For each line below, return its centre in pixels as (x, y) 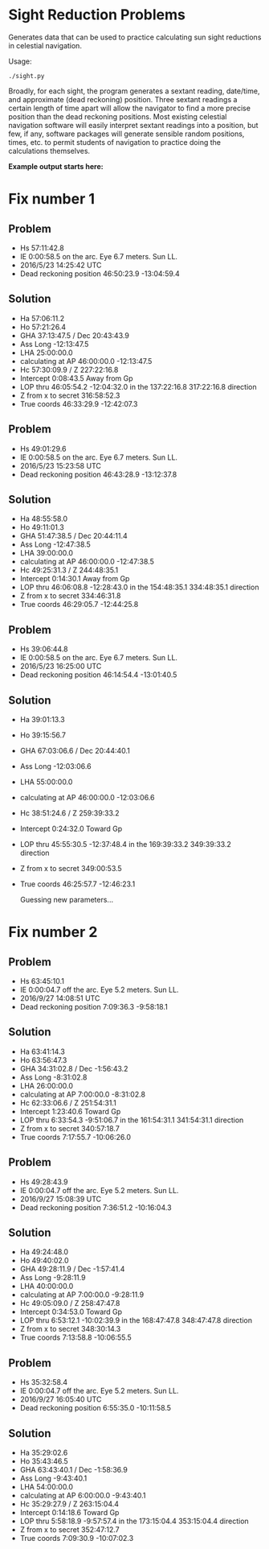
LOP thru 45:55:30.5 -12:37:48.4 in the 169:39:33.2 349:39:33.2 (125, 844)
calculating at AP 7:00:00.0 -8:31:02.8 (83, 1094)
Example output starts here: (56, 166)
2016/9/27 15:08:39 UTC (61, 1199)
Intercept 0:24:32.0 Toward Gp (71, 828)
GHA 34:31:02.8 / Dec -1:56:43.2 (74, 1068)
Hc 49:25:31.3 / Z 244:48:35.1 (69, 570)
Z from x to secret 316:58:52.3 (70, 395)
